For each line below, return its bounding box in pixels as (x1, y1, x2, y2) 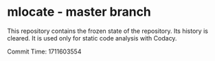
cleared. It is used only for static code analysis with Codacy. (7, 34, 177, 42)
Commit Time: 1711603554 (7, 47, 82, 56)
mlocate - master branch (7, 4, 151, 20)
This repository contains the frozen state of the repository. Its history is (7, 27, 208, 35)
